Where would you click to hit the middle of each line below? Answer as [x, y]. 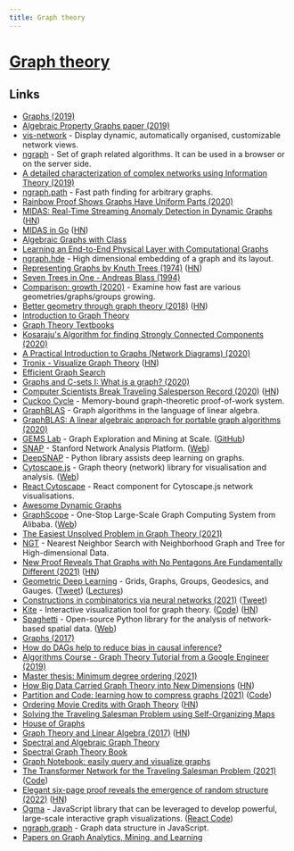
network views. [50, 145]
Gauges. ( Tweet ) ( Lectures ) [73, 590]
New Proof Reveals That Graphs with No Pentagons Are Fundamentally [152, 562]
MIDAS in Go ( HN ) [55, 229]
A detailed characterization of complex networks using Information [145, 173]
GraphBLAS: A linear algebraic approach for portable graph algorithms [151, 420]
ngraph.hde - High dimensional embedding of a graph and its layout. [147, 258]
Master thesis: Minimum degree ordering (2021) [110, 676]
